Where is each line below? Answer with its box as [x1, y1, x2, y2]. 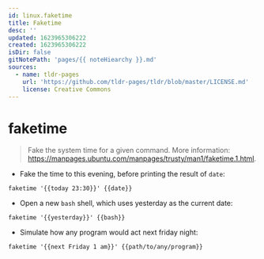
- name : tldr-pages [15, 70, 80, 78]
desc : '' [8, 26, 37, 34]
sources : [8, 63, 37, 71]
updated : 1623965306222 [8, 33, 87, 42]
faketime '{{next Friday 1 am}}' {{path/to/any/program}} [8, 243, 203, 251]
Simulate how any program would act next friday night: [19, 227, 198, 238]
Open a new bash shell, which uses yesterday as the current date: [19, 199, 233, 208]
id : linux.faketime [8, 11, 73, 20]
